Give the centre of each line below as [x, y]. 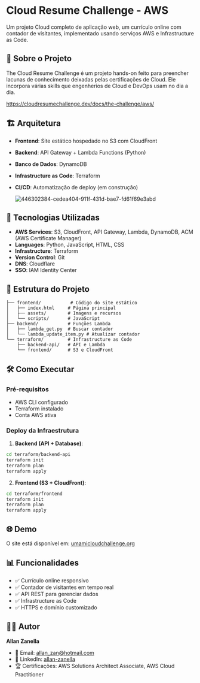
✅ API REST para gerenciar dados [56, 594]
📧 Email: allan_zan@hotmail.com [54, 652]
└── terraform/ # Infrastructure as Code [69, 340]
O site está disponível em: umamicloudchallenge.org [71, 543]
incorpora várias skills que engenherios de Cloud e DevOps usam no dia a [97, 86]
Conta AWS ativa [36, 415]
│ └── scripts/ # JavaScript [53, 319]
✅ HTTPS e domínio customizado [56, 607]
